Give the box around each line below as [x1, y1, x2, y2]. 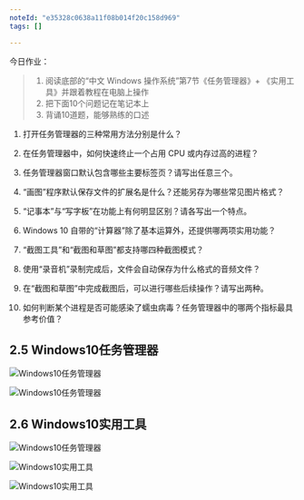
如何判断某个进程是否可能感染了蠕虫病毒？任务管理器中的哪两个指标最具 [22, 301, 293, 313]
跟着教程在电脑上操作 [69, 86, 150, 97]
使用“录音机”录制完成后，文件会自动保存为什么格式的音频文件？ [22, 263, 261, 274]
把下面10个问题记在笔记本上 [44, 97, 150, 109]
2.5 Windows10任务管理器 [9, 342, 159, 358]
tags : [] [9, 22, 43, 31]
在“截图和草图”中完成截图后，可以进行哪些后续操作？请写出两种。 [22, 282, 270, 293]
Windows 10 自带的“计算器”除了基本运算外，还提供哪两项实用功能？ [22, 224, 277, 236]
